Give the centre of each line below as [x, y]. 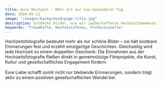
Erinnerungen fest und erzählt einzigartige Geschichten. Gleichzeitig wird [79, 47]
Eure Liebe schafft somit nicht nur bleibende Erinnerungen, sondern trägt [79, 72]
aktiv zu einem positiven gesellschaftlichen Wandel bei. [61, 78]
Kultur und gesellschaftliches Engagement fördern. [56, 62]
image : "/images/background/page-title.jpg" [51, 18]
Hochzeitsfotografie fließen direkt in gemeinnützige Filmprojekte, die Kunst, [81, 57]
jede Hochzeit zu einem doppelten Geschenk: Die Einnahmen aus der [75, 52]
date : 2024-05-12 [23, 14]
